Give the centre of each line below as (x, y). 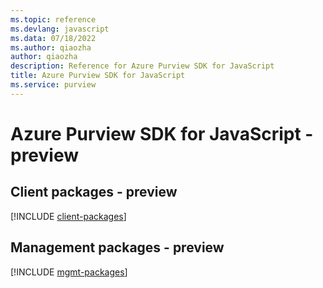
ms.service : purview (53, 85)
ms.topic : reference (53, 19)
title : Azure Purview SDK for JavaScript (98, 76)
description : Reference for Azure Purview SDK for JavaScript (142, 66)
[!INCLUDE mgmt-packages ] (69, 272)
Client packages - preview (94, 192)
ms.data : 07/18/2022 (53, 38)
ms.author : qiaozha (51, 47)
